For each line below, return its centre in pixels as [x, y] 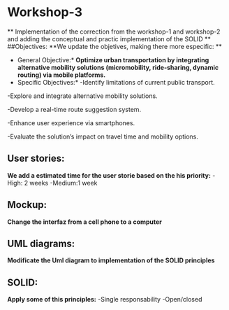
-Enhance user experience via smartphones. [71, 122]
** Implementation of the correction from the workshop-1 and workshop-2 [114, 31]
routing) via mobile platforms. [61, 75]
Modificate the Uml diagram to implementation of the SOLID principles [111, 260]
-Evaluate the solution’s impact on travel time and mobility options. [103, 136]
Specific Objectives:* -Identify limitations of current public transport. [116, 82]
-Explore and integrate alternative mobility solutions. [83, 96]
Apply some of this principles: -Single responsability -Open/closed [105, 300]
